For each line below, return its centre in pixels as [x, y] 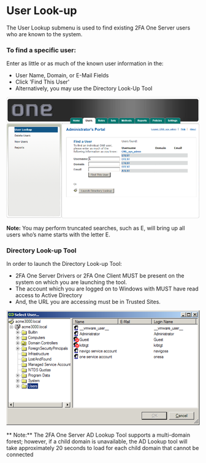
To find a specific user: [41, 50]
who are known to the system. [44, 34]
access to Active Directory [49, 295]
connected [20, 454]
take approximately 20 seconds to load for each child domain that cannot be [103, 448]
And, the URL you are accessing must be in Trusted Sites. [88, 302]
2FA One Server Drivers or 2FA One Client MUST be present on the [100, 276]
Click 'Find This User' [42, 82]
